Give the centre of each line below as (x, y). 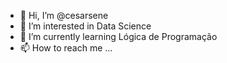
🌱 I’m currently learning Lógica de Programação (118, 36)
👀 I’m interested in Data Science (85, 26)
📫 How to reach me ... (66, 48)
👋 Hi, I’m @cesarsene (64, 15)
